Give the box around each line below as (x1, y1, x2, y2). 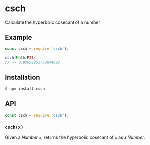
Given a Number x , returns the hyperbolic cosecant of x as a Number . (5, 134, 146, 140)
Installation (5, 73, 40, 81)
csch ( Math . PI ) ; (5, 55, 36, 60)
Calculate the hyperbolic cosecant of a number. (5, 19, 101, 25)
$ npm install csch (5, 86, 45, 91)
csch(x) (5, 124, 24, 130)
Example (5, 33, 32, 42)
